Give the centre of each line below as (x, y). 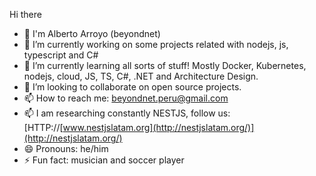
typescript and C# (61, 55)
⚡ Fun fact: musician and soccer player (104, 160)
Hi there (25, 14)
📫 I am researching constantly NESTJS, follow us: (127, 113)
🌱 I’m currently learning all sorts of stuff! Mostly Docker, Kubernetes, (165, 65)
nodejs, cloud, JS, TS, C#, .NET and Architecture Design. (141, 76)
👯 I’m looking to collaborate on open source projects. (132, 87)
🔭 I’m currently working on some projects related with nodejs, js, (156, 44)
